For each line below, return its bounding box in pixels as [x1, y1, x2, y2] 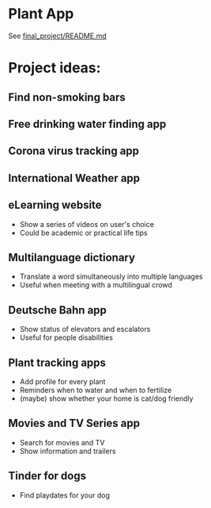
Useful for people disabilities [19, 333, 113, 342]
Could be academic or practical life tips [19, 228, 148, 237]
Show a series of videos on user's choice [19, 219, 154, 229]
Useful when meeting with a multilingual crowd [19, 280, 172, 290]
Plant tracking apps [8, 356, 107, 369]
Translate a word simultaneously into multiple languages [19, 271, 203, 282]
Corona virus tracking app [8, 144, 140, 158]
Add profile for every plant [19, 376, 106, 386]
